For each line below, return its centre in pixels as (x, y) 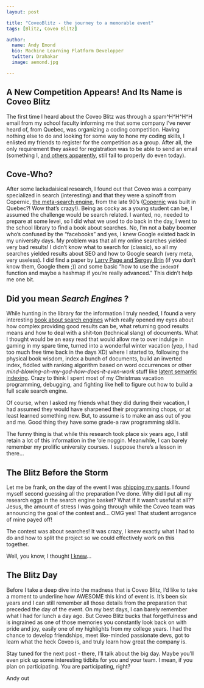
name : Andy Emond (34, 45)
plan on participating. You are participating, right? (69, 666)
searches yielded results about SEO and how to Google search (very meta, (100, 254)
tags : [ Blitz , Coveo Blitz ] (42, 29)
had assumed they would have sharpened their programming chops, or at (98, 409)
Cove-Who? (30, 174)
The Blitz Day (32, 575)
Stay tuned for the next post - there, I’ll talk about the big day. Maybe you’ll (100, 653)
